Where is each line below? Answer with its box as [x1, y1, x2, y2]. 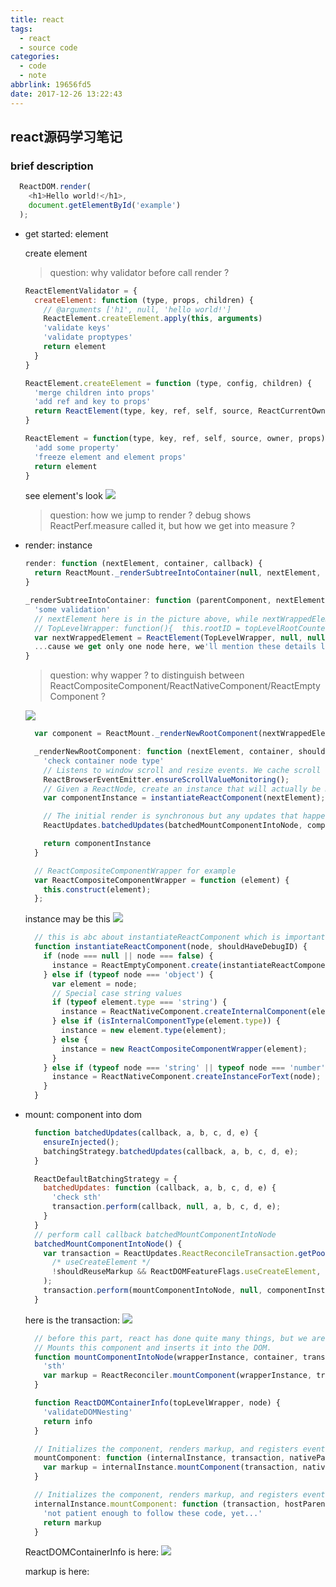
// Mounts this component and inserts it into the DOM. [34, 1342, 272, 1353]
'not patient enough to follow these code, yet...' [43, 1508, 263, 1518]
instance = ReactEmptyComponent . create [51, 960, 218, 970]
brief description [10, 159, 94, 173]
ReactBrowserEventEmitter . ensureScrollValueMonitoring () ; [43, 774, 290, 785]
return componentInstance [43, 839, 152, 849]
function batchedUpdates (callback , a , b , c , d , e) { [34, 1128, 259, 1138]
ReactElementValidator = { [24, 286, 138, 296]
